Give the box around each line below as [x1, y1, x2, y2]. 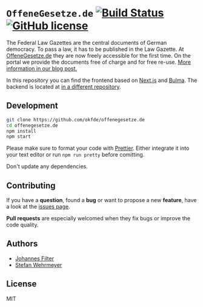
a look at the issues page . [6, 203, 71, 211]
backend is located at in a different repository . [6, 83, 121, 90]
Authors [6, 238, 38, 249]
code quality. [6, 221, 39, 229]
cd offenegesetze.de [6, 122, 59, 129]
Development [6, 101, 59, 111]
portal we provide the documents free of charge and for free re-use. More [6, 58, 191, 66]
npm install [6, 128, 36, 134]
